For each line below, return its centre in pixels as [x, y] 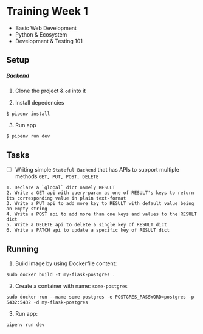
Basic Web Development [46, 28]
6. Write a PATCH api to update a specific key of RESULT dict [88, 230]
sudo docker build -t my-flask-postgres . [61, 274]
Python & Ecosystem [41, 34]
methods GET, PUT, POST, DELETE [57, 176]
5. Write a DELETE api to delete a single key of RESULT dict [87, 225]
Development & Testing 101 [49, 41]
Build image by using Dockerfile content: [66, 263]
